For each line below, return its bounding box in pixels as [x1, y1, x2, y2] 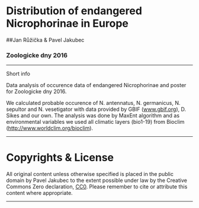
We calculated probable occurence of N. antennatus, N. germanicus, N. [6, 100, 181, 107]
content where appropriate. [6, 190, 73, 197]
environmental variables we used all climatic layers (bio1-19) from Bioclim [6, 119, 185, 126]
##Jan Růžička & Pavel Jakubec [6, 36, 85, 43]
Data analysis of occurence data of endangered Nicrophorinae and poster [6, 82, 187, 89]
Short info [6, 70, 31, 78]
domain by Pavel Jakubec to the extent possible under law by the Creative [6, 177, 188, 184]
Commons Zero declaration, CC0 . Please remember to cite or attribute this [6, 183, 188, 190]
